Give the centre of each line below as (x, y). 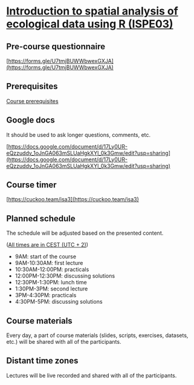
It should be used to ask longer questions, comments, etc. (79, 135)
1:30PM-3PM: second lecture (51, 289)
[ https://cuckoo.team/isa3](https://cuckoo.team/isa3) (73, 199)
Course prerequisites (32, 101)
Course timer (31, 185)
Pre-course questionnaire (56, 46)
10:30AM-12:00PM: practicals (52, 269)
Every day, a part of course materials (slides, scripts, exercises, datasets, (97, 335)
